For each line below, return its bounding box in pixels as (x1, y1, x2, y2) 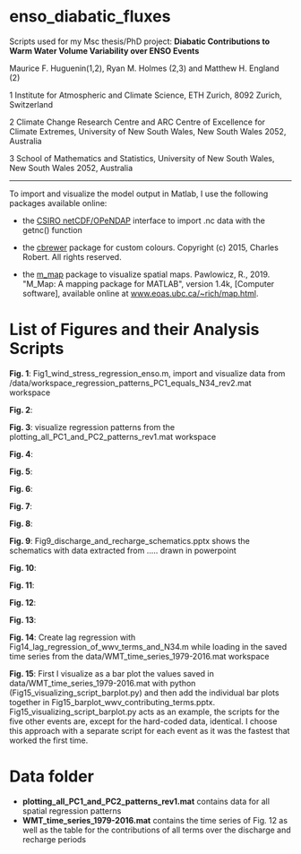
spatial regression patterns (21, 805, 122, 816)
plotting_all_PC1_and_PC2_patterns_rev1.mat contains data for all (21, 796, 271, 807)
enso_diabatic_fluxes (9, 6, 171, 27)
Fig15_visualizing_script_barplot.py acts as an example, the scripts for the (9, 706, 280, 717)
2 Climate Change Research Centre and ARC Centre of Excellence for (9, 116, 266, 127)
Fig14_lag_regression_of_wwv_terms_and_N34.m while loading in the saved (9, 641, 288, 651)
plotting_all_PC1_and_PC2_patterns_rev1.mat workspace (9, 431, 217, 442)
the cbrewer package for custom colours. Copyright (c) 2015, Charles (21, 242, 279, 253)
